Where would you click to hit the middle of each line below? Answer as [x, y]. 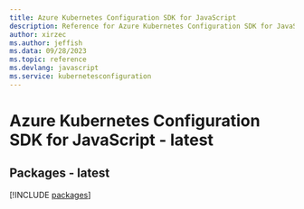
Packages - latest [60, 173]
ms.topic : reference [48, 59]
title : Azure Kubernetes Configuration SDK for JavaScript [123, 18]
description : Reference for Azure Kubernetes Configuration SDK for [141, 26]
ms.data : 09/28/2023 [48, 51]
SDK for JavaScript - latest [112, 140]
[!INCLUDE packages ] [50, 195]
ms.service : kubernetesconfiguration [81, 77]
